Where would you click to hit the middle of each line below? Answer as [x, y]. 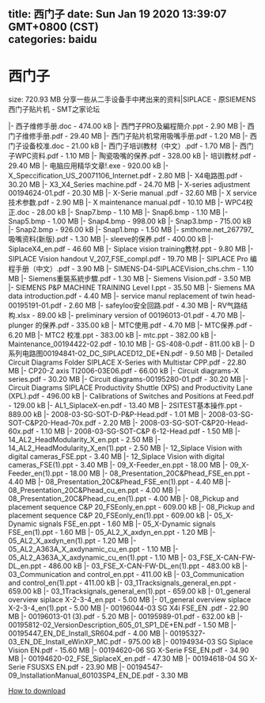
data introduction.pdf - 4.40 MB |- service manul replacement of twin [121, 296]
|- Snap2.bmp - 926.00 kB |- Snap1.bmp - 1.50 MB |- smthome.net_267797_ [131, 230]
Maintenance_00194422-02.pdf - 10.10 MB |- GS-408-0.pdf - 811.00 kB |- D [132, 344]
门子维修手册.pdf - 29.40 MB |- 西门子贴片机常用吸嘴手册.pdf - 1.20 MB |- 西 [132, 136]
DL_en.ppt [25, 566]
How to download [37, 691]
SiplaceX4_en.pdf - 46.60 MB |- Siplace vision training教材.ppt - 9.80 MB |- [131, 249]
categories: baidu [53, 39]
